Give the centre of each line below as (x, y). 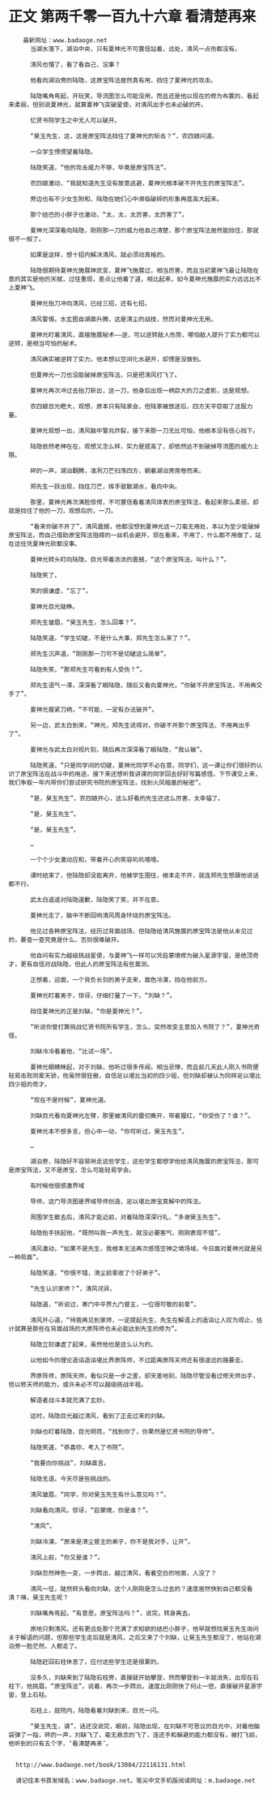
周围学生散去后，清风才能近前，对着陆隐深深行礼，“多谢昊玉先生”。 (127, 1217)
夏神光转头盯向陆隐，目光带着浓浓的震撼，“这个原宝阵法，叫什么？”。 (130, 559)
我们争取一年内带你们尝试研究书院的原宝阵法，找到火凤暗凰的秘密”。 (106, 783)
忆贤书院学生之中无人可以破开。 (75, 120)
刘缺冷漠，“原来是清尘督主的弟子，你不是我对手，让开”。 (112, 1541)
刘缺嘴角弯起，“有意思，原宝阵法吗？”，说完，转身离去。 (112, 1613)
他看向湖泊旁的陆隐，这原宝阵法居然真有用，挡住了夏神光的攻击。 (123, 80)
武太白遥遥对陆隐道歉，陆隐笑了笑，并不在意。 (96, 900)
